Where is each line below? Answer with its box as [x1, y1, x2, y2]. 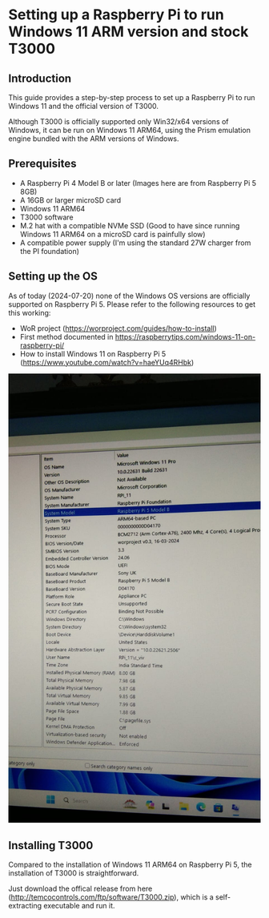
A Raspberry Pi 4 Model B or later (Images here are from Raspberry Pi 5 [19, 178, 257, 187]
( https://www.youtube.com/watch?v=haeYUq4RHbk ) [19, 357, 195, 367]
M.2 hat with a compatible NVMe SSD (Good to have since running [19, 220, 240, 230]
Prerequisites [8, 157, 77, 171]
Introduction [8, 71, 72, 85]
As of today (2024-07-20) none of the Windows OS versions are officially [8, 291, 251, 300]
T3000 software [19, 212, 74, 222]
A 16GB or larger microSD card [19, 195, 122, 205]
